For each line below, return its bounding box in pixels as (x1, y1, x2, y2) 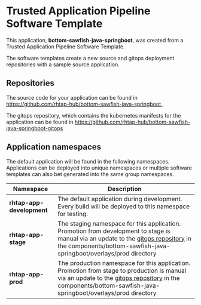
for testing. (57, 210, 89, 218)
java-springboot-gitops (6, 124, 63, 132)
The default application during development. (57, 195, 182, 203)
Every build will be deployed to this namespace (57, 202, 190, 210)
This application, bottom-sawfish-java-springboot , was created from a (6, 36, 184, 44)
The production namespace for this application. (57, 258, 191, 267)
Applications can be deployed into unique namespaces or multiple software (6, 164, 193, 171)
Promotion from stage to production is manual (57, 266, 187, 275)
